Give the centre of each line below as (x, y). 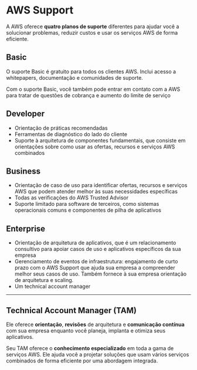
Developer (26, 114)
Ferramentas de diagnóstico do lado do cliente (71, 134)
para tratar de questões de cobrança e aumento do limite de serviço (89, 95)
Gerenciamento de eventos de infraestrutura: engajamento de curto (96, 262)
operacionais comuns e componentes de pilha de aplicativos (88, 210)
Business (23, 171)
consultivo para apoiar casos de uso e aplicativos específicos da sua (98, 249)
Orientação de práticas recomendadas (61, 128)
